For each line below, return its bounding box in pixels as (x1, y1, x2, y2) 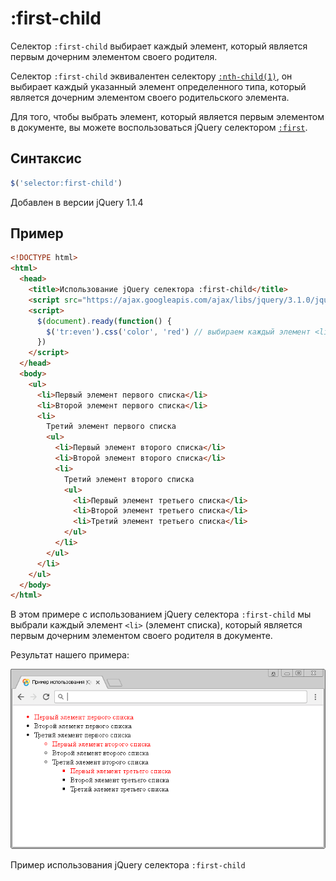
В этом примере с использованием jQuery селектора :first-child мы (10, 608, 312, 621)
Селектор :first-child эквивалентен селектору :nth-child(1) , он (10, 70, 293, 82)
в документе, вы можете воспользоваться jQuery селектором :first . (10, 121, 308, 133)
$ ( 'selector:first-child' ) (10, 178, 123, 188)
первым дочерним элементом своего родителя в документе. (10, 630, 273, 642)
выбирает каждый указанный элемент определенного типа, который (10, 80, 307, 92)
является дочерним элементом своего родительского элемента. (10, 91, 290, 103)
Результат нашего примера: (10, 649, 130, 661)
